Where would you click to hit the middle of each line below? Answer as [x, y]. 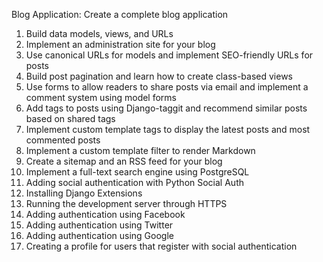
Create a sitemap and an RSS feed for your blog [124, 161]
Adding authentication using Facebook [105, 214]
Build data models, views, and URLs [99, 33]
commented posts [63, 140]
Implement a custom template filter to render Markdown [140, 150]
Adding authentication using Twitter [99, 225]
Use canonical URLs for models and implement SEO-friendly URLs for [169, 55]
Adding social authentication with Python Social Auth [134, 182]
